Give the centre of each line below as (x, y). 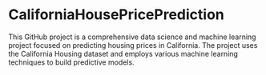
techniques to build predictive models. (71, 62)
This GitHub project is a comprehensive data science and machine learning (132, 37)
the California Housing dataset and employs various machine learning (123, 53)
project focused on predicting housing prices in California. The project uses (133, 45)
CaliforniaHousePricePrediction (116, 15)
